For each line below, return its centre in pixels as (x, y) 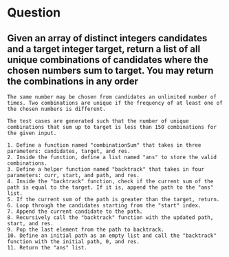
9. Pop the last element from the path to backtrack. (86, 229)
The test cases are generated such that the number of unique (98, 121)
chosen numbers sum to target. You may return (110, 70)
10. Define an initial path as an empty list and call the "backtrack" (112, 236)
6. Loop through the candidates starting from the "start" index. (104, 205)
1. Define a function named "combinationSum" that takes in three (104, 145)
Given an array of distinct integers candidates (107, 38)
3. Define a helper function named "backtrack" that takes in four (106, 169)
